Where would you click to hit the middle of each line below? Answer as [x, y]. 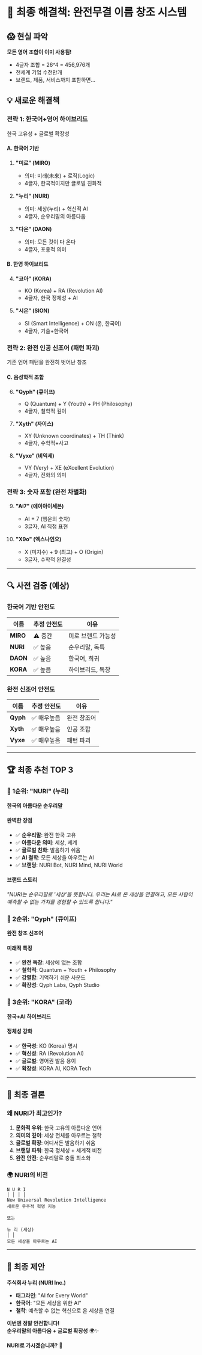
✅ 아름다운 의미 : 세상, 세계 [46, 842]
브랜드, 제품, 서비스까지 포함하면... [55, 80]
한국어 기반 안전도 [31, 607]
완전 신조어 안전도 [31, 689]
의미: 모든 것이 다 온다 [50, 242]
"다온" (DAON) [34, 229]
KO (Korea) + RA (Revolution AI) [64, 291]
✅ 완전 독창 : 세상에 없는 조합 [49, 962]
